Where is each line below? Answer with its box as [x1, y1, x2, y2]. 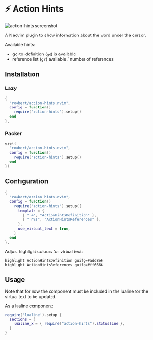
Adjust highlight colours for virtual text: [5, 249, 83, 254]
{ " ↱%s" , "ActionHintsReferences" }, [22, 217, 101, 222]
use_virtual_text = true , [17, 226, 70, 231]
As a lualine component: [5, 303, 53, 309]
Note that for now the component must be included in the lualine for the [5, 288, 149, 294]
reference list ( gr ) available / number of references [12, 56, 114, 62]
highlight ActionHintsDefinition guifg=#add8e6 [5, 258, 103, 263]
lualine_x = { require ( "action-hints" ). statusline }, [14, 322, 125, 326]
